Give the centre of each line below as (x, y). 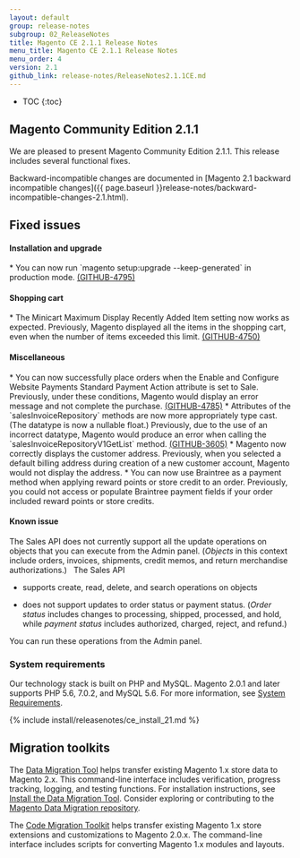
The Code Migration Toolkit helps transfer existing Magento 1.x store (136, 825)
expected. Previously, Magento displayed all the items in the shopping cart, (148, 327)
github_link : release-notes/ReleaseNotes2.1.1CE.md (107, 76)
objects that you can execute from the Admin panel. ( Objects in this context (149, 551)
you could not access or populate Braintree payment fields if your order (141, 491)
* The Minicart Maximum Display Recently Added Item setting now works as (150, 318)
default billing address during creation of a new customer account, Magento (150, 463)
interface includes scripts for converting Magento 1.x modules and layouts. (147, 844)
